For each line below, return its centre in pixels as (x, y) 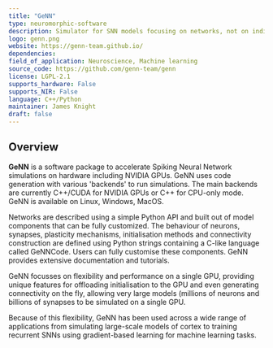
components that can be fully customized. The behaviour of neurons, (124, 225)
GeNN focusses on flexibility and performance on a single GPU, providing (131, 276)
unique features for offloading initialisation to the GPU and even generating (134, 285)
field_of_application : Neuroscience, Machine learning (103, 62)
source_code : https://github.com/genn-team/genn (92, 69)
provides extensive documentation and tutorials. (89, 260)
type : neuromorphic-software (58, 24)
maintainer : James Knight (52, 107)
